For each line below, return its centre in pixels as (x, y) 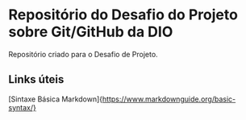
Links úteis (36, 79)
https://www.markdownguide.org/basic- (169, 99)
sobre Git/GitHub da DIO (91, 32)
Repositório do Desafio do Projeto (123, 15)
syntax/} (22, 107)
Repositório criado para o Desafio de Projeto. (83, 54)
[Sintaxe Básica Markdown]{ (56, 99)
